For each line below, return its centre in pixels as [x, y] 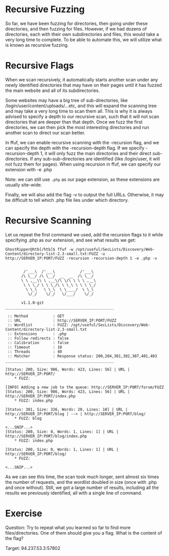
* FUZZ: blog [28, 418]
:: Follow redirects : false [38, 338]
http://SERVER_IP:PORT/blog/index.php [46, 436]
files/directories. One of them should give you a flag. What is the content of [84, 533]
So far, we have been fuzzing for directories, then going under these [76, 23]
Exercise [24, 513]
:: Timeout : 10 [35, 347]
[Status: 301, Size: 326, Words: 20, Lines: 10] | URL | [67, 409]
